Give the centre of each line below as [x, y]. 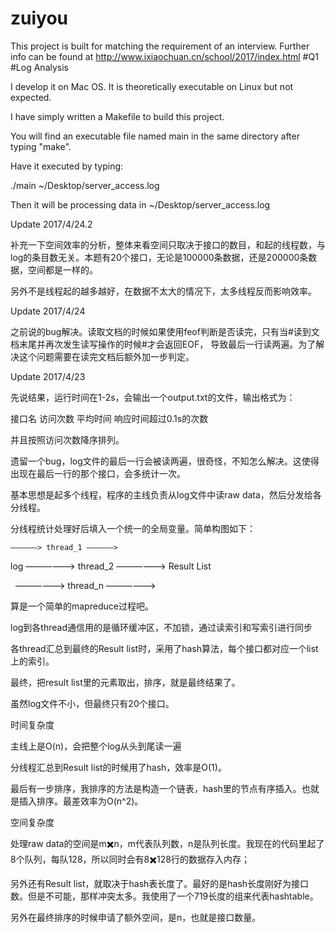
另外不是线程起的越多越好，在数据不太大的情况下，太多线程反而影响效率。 [163, 291]
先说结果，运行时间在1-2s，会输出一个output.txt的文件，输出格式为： [153, 397]
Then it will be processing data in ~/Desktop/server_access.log [140, 204]
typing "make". [41, 146]
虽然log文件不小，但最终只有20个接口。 [92, 703]
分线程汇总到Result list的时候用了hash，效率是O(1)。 [118, 767]
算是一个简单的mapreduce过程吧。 [82, 606]
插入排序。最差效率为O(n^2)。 [81, 801]
